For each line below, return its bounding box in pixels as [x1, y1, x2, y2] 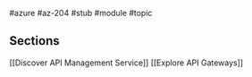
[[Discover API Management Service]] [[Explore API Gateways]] [9, 57, 244, 68]
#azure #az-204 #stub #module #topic [9, 8, 153, 18]
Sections [9, 33, 60, 48]
